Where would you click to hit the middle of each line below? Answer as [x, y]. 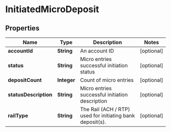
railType [18, 115]
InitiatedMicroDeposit [52, 9]
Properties [22, 28]
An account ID [97, 51]
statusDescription [30, 95]
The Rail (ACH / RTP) [105, 109]
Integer [66, 80]
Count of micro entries [107, 80]
